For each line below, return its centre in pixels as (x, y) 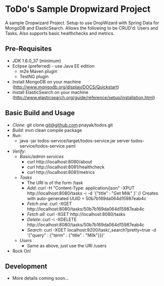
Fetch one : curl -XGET (49, 204)
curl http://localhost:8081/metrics (61, 172)
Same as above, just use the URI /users (67, 245)
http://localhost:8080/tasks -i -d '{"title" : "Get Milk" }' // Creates (93, 193)
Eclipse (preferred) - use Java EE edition (53, 66)
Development (26, 266)
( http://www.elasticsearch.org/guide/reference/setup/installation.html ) (83, 97)
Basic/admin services (42, 156)
